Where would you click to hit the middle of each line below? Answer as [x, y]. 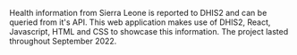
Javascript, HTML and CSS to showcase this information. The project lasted [149, 31]
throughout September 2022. [63, 41]
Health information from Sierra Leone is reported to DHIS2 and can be [138, 13]
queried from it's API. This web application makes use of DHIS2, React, [140, 22]
